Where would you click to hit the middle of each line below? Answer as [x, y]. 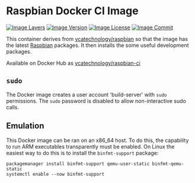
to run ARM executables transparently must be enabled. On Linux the [90, 146]
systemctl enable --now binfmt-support [55, 174]
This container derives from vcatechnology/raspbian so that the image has [97, 39]
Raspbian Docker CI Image [72, 11]
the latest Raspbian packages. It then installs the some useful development [97, 45]
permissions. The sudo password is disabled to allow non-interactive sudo [96, 101]
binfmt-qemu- [168, 164]
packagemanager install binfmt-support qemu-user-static [78, 164]
